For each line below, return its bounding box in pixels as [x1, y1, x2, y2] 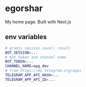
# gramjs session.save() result [5, 45, 70, 51]
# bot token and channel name [5, 55, 67, 59]
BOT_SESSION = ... [5, 50, 38, 55]
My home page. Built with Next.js [5, 19, 71, 25]
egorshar [5, 3, 43, 14]
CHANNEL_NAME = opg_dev [5, 64, 49, 69]
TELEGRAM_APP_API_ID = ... [5, 77, 55, 82]
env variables [5, 33, 47, 41]
